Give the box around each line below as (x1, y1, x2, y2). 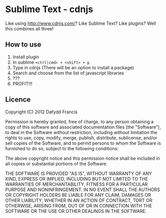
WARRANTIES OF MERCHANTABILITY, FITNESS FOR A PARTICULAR (5, 181, 148, 187)
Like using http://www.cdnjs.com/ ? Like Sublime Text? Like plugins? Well (5, 20, 156, 26)
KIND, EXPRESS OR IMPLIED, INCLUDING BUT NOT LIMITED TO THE (5, 176, 148, 182)
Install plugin (12, 54, 39, 60)
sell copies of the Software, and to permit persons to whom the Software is (5, 140, 161, 146)
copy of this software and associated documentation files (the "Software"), (5, 124, 161, 130)
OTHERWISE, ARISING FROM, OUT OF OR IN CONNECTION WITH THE (5, 202, 152, 208)
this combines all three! (5, 25, 54, 31)
